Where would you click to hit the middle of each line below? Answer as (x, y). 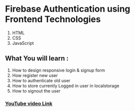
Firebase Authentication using (68, 9)
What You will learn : (37, 59)
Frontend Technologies (53, 19)
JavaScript (23, 43)
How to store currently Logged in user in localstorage (66, 86)
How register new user (35, 75)
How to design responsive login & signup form (58, 70)
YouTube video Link (29, 103)
